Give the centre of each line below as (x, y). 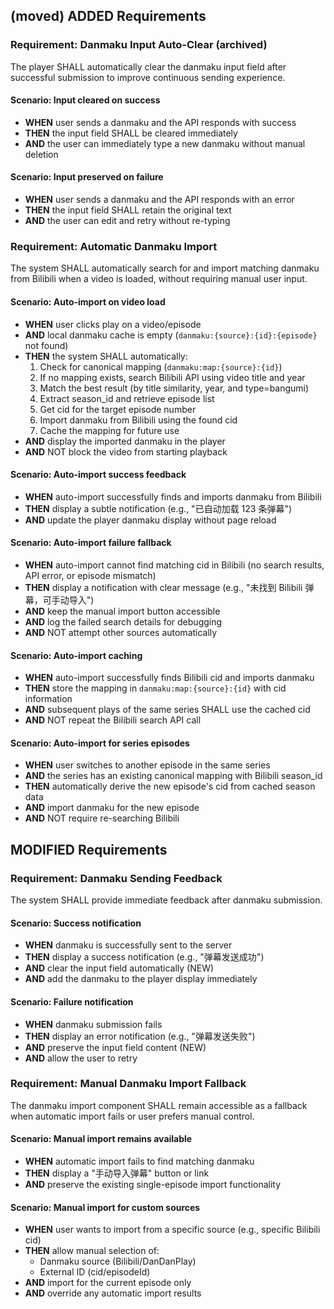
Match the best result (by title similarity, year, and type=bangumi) (174, 388)
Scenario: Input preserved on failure (87, 177)
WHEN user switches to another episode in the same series (147, 765)
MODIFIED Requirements (89, 849)
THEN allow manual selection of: (92, 1251)
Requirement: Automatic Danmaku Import (114, 247)
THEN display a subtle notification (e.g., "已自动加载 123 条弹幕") (158, 508)
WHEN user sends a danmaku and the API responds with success (160, 122)
